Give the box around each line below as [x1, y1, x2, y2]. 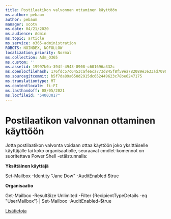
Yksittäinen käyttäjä [5, 163, 49, 169]
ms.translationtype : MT [5, 78, 56, 84]
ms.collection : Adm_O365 [5, 54, 58, 60]
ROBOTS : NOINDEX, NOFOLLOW [5, 45, 63, 50]
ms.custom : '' [5, 60, 36, 65]
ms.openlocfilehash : [5, 69, 49, 74]
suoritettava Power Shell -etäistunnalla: [5, 153, 88, 159]
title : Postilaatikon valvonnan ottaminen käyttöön [5, 7, 117, 13]
